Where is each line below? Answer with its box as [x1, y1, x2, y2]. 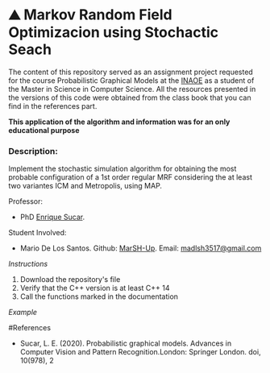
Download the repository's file [19, 275, 121, 284]
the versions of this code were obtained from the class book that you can [8, 93, 251, 102]
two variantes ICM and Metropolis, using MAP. [8, 181, 163, 191]
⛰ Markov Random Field [8, 6, 172, 24]
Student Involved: [8, 228, 67, 238]
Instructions [8, 259, 48, 269]
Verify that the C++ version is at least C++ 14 [19, 284, 170, 293]
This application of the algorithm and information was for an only [8, 117, 231, 126]
